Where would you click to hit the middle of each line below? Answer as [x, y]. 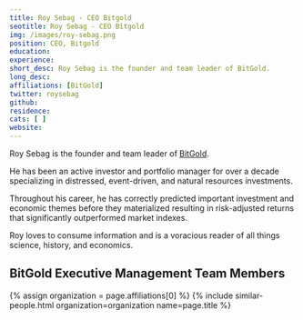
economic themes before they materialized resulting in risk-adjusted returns [151, 208]
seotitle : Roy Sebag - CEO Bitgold [77, 26]
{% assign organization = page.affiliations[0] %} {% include [121, 295]
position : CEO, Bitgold [55, 43]
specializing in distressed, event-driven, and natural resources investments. [151, 181]
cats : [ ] [28, 119]
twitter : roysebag [44, 94]
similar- [249, 295]
